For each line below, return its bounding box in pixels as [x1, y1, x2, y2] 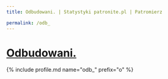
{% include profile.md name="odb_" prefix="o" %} [6, 66, 134, 74]
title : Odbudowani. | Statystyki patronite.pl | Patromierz [6, 9, 163, 15]
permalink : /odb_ [6, 19, 51, 26]
